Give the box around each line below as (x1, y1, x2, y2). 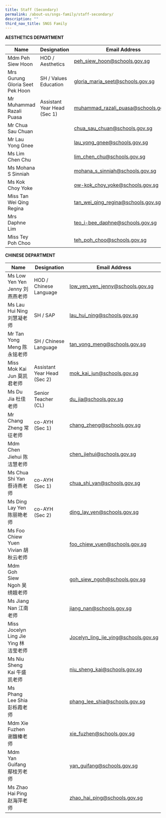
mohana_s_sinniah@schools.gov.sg (74, 167, 157, 174)
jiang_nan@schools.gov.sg (69, 605, 132, 612)
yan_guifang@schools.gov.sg (69, 762, 138, 769)
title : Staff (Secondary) (5, 7, 58, 12)
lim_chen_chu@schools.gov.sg (74, 154, 146, 160)
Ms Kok (7, 179, 25, 186)
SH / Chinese (34, 338, 65, 345)
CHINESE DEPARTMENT (5, 252, 55, 258)
